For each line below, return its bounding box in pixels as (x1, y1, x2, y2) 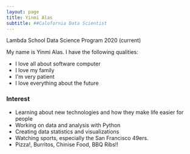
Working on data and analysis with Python (15, 121, 121, 129)
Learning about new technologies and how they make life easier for (15, 109, 184, 116)
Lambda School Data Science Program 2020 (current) (6, 37, 141, 44)
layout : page (6, 8, 39, 15)
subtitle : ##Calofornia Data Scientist (6, 20, 107, 26)
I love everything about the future (15, 79, 99, 87)
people (15, 115, 33, 122)
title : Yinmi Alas (6, 15, 53, 21)
